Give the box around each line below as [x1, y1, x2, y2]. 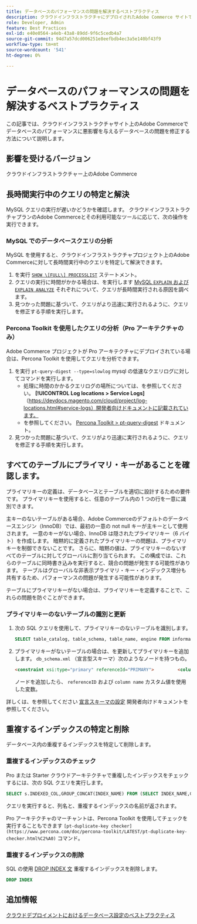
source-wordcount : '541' [6, 47, 67, 53]
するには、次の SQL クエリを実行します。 [6, 779, 107, 786]
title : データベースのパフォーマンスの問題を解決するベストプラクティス [6, 8, 159, 15]
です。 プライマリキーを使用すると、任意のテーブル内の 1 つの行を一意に [6, 495, 181, 502]
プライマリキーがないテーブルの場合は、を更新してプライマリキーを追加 [14, 647, 189, 654]
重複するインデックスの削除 [6, 850, 84, 859]
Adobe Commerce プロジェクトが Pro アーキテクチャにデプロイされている [6, 347, 186, 355]
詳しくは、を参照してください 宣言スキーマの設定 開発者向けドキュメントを [6, 698, 189, 705]
